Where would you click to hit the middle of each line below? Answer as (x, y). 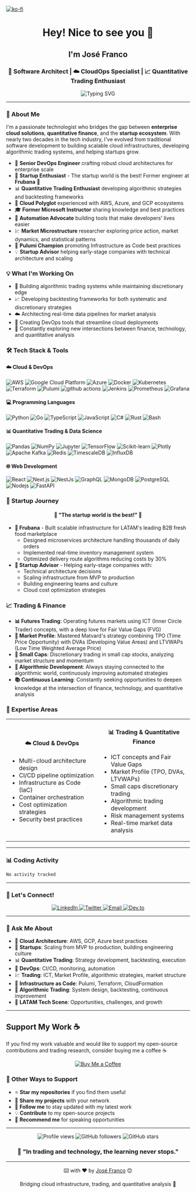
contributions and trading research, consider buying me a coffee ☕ (87, 1051)
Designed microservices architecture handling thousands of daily (101, 540)
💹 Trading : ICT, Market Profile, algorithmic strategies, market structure (100, 975)
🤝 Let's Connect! (30, 895)
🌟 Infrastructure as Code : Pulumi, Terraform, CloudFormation (89, 983)
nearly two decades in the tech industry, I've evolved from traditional (89, 139)
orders (31, 546)
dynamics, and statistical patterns (55, 240)
